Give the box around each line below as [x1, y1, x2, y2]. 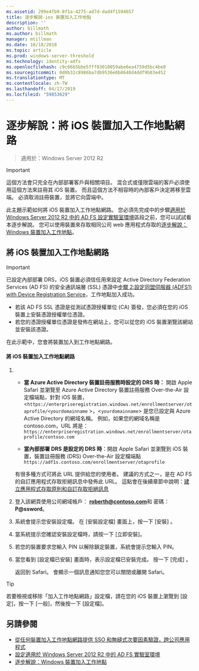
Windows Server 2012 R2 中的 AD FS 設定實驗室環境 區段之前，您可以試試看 [6, 213, 192, 220]
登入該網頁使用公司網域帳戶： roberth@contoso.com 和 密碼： [14, 498, 169, 505]
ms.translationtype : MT [6, 75, 65, 81]
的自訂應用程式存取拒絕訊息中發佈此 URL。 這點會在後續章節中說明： [14, 477, 185, 485]
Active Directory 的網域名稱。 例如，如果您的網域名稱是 [23, 414, 160, 422]
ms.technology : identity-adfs [6, 58, 81, 64]
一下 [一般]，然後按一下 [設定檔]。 [23, 600, 108, 607]
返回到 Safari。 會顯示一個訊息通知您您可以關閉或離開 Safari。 [14, 568, 168, 575]
